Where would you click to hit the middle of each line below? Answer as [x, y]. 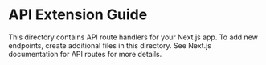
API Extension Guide [78, 15]
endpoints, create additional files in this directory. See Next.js [110, 45]
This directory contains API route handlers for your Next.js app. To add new [133, 37]
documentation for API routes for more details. [85, 54]
